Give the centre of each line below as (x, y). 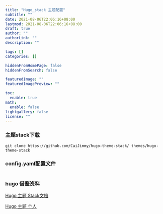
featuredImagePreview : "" (32, 84)
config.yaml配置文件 (31, 164)
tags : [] (14, 52)
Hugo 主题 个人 (21, 206)
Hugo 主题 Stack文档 (27, 196)
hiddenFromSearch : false (31, 70)
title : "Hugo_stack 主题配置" (35, 10)
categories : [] (21, 56)
